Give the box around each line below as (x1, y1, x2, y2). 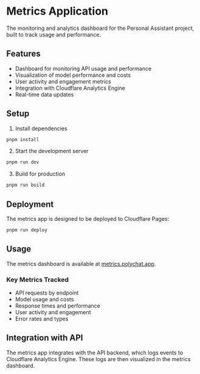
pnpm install (6, 136, 40, 143)
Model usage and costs (15, 295, 74, 303)
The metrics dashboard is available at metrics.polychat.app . (6, 260, 156, 267)
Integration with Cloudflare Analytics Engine (15, 84, 126, 92)
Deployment (6, 199, 54, 209)
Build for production (15, 170, 66, 178)
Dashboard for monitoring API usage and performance (15, 65, 152, 72)
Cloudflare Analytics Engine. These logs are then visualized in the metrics (6, 355, 191, 362)
